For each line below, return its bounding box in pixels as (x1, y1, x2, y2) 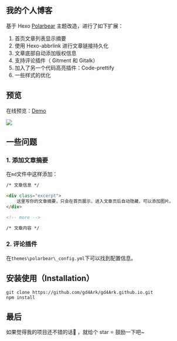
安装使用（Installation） (6, 273, 94, 283)
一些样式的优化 (14, 71, 51, 78)
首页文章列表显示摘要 (14, 35, 66, 42)
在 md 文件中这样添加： (6, 170, 58, 178)
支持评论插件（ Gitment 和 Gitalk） (14, 56, 98, 63)
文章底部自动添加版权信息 (14, 49, 77, 56)
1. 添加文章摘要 (6, 156, 49, 164)
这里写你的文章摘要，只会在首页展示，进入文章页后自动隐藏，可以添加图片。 (16, 199, 174, 205)
